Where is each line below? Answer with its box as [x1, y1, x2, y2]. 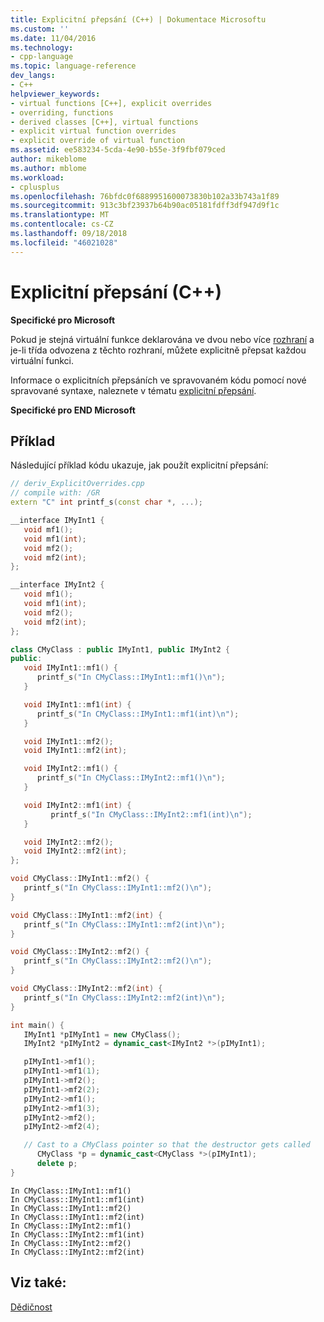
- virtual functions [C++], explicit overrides [10, 98, 213, 108]
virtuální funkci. [10, 354, 74, 366]
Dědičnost [10, 1301, 53, 1313]
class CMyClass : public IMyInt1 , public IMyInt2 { [10, 644, 230, 655]
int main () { [10, 1020, 65, 1030]
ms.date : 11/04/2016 [10, 33, 97, 43]
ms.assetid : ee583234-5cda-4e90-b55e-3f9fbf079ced [10, 145, 226, 155]
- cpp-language [10, 52, 74, 62]
